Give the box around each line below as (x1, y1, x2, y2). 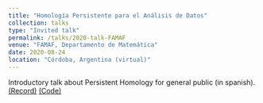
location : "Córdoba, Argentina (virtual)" (8, 56, 151, 64)
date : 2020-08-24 (8, 48, 66, 56)
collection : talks (8, 19, 69, 27)
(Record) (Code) (8, 86, 62, 95)
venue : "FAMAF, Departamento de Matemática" (8, 41, 158, 49)
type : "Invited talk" (8, 26, 80, 34)
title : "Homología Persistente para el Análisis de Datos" (8, 11, 208, 20)
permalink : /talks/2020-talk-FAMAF (8, 33, 126, 42)
